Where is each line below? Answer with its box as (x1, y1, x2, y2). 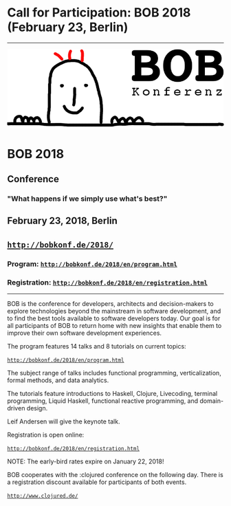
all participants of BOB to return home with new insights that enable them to (7, 322, 222, 330)
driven (7, 404, 25, 412)
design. (26, 404, 48, 412)
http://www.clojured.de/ (7, 493, 78, 500)
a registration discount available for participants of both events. (7, 478, 187, 486)
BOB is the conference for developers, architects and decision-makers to (7, 300, 214, 308)
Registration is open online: (7, 431, 85, 439)
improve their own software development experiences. (7, 329, 162, 338)
